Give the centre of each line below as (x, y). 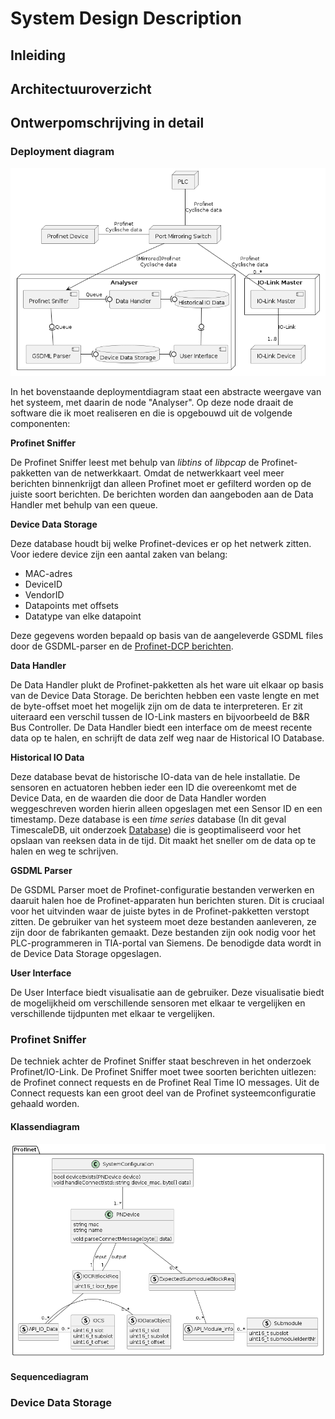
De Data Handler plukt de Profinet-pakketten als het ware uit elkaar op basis (167, 685)
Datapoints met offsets (71, 606)
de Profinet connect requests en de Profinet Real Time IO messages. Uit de (165, 1083)
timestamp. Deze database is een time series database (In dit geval (148, 819)
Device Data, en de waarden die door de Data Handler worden (138, 798)
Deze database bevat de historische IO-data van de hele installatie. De (155, 777)
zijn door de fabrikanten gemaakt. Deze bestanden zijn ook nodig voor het (163, 933)
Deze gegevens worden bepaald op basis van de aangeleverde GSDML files (167, 636)
